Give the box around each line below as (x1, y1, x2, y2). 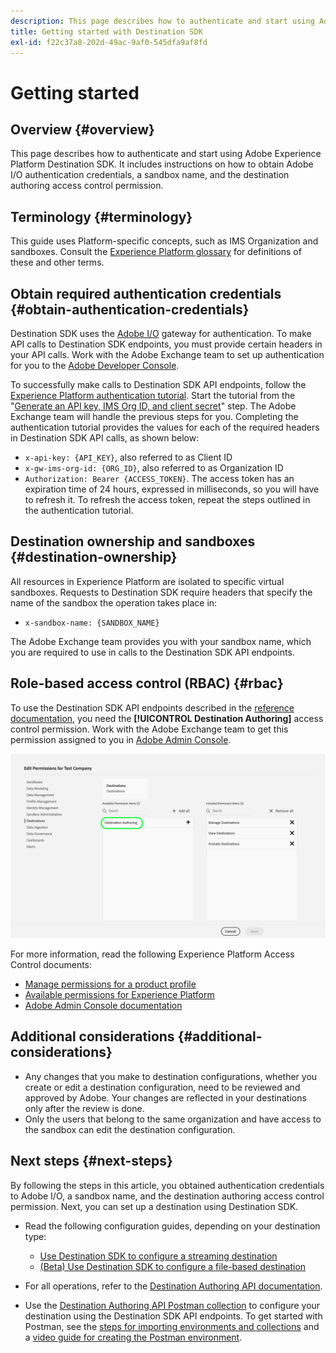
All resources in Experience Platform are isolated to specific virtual (10, 575, 285, 587)
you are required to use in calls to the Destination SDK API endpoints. (10, 646, 295, 658)
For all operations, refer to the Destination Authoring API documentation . (24, 1280, 323, 1292)
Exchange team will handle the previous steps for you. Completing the (10, 411, 299, 422)
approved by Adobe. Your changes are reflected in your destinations (24, 1091, 307, 1104)
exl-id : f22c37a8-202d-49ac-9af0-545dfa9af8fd (10, 37, 208, 47)
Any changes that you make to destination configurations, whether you (24, 1070, 318, 1082)
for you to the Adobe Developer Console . (10, 360, 180, 371)
